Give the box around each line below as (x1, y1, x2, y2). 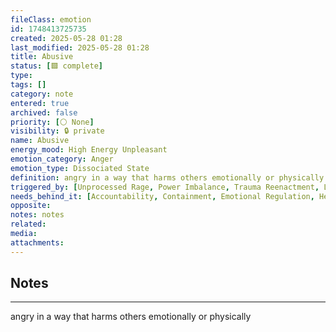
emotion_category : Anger (10, 154, 114, 164)
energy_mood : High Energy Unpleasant (10, 145, 168, 155)
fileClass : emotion (10, 14, 92, 25)
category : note (10, 89, 74, 99)
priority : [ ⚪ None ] (10, 117, 95, 127)
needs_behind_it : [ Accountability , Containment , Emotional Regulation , (10, 191, 315, 201)
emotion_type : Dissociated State (10, 163, 150, 173)
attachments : (10, 237, 65, 248)
